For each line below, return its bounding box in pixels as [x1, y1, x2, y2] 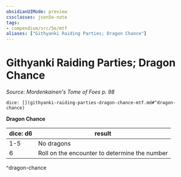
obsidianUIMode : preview [6, 8, 67, 15]
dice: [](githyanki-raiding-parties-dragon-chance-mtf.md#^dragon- [6, 100, 176, 106]
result [94, 130, 112, 138]
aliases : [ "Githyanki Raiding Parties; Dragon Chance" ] [6, 31, 147, 37]
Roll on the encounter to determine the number [38, 149, 169, 157]
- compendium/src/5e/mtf [6, 25, 67, 31]
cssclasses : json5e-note [6, 14, 67, 20]
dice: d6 [9, 130, 33, 138]
